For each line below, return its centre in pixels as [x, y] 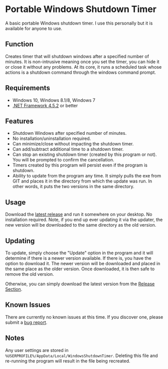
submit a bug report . [26, 322]
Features [19, 121]
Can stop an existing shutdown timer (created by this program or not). [85, 154]
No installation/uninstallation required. [52, 138]
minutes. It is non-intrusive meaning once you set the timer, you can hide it [82, 62]
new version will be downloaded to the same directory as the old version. [81, 225]
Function [19, 44]
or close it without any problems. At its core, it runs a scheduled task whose [83, 67]
